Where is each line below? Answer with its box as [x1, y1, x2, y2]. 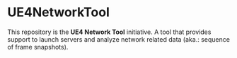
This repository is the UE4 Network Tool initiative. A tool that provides [7, 28, 212, 36]
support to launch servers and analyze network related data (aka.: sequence [7, 35, 230, 43]
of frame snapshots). [7, 42, 69, 51]
